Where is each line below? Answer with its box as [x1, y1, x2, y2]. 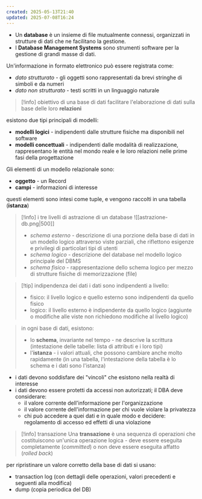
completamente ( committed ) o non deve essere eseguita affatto [21, 443, 180, 450]
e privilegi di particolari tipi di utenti [30, 244, 118, 251]
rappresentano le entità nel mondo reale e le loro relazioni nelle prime [14, 147, 188, 155]
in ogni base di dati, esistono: [21, 324, 95, 332]
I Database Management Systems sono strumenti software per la [14, 43, 179, 51]
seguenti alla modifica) [14, 479, 72, 486]
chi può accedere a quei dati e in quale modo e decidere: [24, 412, 166, 419]
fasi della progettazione [14, 153, 74, 161]
